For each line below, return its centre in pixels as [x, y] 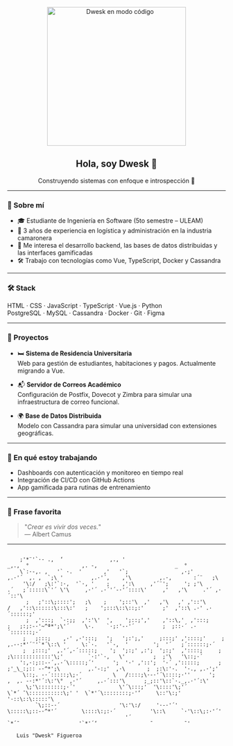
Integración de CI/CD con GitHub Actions [76, 480]
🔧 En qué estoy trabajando [52, 457]
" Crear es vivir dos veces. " [63, 527]
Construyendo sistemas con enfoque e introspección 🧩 [116, 180]
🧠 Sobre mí [26, 205]
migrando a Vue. [41, 371]
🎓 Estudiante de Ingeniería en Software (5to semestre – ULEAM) [110, 221]
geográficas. [35, 433]
